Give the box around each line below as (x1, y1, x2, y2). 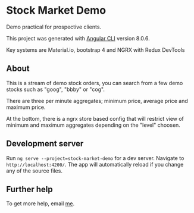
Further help (6, 184, 54, 194)
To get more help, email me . (6, 200, 75, 207)
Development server (6, 139, 84, 149)
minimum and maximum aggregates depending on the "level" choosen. (6, 121, 180, 129)
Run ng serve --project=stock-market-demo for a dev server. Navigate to (6, 154, 184, 161)
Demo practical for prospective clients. (6, 23, 102, 30)
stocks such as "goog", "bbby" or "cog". (6, 86, 105, 93)
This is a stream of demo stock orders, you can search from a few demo (6, 79, 183, 86)
